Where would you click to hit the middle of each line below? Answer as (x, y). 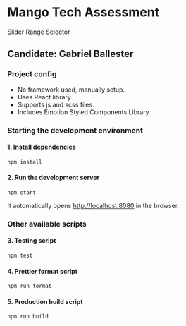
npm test (20, 256)
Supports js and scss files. (56, 104)
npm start (22, 192)
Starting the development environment (75, 130)
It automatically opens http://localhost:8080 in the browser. (93, 205)
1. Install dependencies (42, 147)
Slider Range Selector (39, 32)
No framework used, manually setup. (71, 90)
